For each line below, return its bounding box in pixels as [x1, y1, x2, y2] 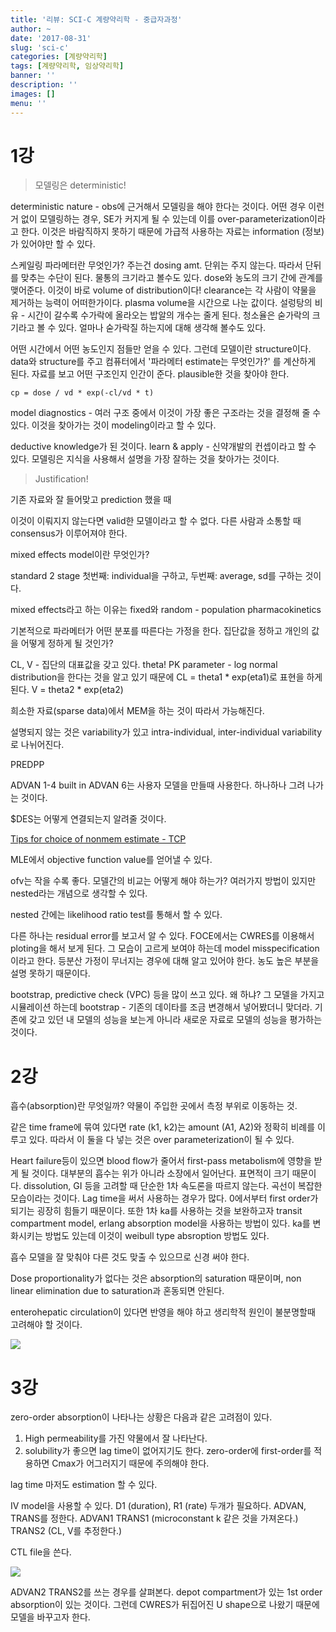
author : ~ [10, 24, 52, 34]
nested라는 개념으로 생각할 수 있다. [10, 887, 148, 900]
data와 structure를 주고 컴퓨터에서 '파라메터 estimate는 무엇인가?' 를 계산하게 [10, 356, 317, 368]
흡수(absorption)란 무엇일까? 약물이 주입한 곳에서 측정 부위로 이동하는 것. [10, 1100, 298, 1112]
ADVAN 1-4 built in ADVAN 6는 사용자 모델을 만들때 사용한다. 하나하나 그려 [10, 779, 306, 791]
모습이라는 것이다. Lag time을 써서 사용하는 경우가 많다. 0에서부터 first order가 [10, 1192, 319, 1205]
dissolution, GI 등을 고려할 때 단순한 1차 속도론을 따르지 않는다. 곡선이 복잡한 [23, 1180, 323, 1192]
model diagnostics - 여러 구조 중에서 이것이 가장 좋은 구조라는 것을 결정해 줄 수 [10, 407, 322, 419]
